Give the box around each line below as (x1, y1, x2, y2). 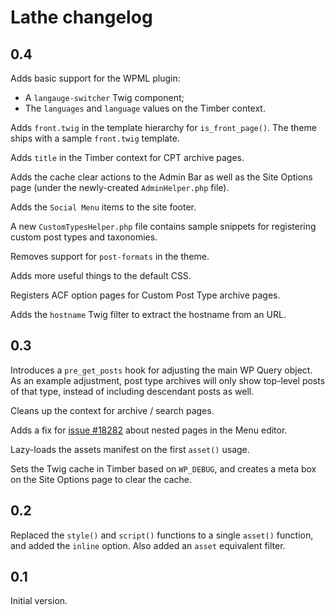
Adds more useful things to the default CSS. (10, 270, 192, 281)
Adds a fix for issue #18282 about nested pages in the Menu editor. (10, 424, 288, 436)
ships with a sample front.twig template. (10, 132, 180, 144)
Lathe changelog (10, 6, 153, 29)
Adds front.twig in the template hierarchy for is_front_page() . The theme (10, 122, 317, 133)
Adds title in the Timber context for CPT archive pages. (10, 152, 245, 163)
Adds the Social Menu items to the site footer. (10, 201, 197, 213)
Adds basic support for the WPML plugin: (10, 72, 181, 84)
